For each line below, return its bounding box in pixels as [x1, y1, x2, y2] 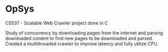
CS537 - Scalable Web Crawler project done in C [5, 20, 108, 26]
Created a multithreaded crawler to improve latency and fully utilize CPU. [5, 40, 159, 46]
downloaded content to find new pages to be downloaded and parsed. [5, 35, 154, 41]
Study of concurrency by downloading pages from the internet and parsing [5, 30, 163, 36]
